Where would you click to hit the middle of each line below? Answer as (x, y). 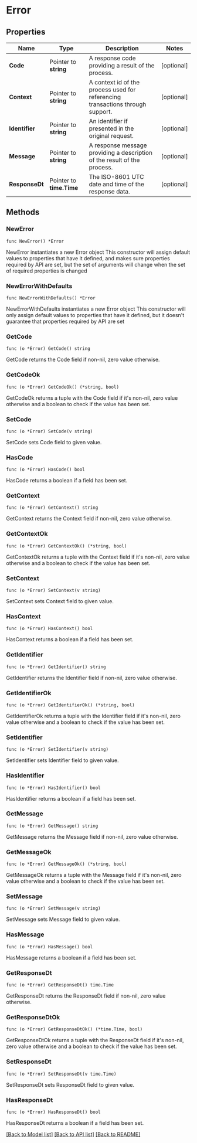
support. (101, 112)
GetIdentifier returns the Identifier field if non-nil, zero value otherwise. (91, 678)
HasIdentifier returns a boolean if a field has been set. (71, 798)
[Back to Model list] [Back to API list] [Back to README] (73, 1134)
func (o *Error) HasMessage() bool (50, 947)
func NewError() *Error (35, 241)
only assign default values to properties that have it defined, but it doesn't (95, 315)
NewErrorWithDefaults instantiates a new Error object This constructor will (96, 309)
